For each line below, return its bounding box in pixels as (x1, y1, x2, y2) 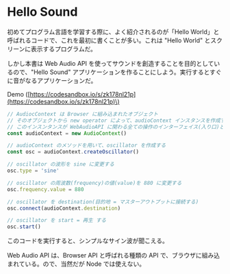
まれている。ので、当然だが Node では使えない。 (7, 260, 146, 268)
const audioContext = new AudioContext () (7, 129, 127, 137)
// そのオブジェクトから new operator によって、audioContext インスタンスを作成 (7, 117, 221, 124)
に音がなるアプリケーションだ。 (7, 76, 97, 84)
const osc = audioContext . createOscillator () (7, 149, 139, 155)
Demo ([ (7, 90, 31, 98)
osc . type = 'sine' (7, 167, 60, 175)
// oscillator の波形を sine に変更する (7, 161, 115, 168)
